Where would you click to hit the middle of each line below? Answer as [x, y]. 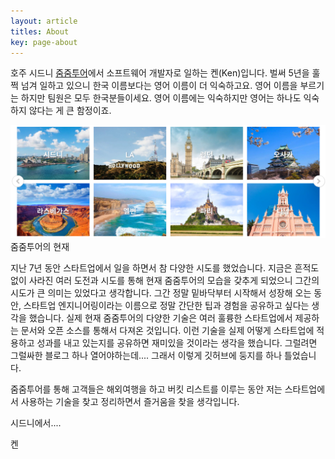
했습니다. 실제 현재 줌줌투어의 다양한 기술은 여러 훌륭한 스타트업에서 [160, 318]
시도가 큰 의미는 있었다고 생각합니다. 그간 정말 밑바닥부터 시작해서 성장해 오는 [161, 293]
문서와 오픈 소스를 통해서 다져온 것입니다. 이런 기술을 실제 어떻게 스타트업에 [167, 330]
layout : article [44, 21]
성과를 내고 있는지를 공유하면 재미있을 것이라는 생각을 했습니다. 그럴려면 [177, 343]
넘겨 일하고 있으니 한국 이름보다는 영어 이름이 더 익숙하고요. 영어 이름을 [159, 86]
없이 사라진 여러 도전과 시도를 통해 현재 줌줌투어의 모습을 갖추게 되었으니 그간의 [165, 280]
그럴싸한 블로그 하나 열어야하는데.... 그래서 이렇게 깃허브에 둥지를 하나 [146, 355]
